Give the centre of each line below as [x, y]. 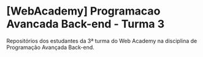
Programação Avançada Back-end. [51, 47]
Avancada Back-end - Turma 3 [86, 24]
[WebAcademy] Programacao [83, 11]
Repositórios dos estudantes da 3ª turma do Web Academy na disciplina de [102, 41]
